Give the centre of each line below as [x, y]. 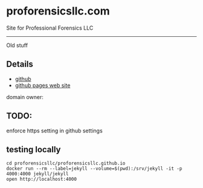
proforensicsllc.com [58, 11]
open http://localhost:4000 [42, 180]
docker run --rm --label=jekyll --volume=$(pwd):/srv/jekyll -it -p [94, 169]
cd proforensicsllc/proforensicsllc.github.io [66, 164]
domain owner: [25, 97]
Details [20, 64]
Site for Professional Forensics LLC [50, 28]
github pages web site [43, 85]
